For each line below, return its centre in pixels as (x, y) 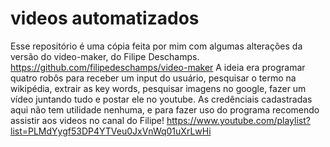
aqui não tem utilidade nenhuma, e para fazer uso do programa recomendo (165, 109)
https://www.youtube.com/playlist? (238, 120)
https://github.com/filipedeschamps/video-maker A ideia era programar (158, 67)
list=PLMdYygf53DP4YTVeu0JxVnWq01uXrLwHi (111, 131)
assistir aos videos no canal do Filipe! (87, 120)
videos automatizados (105, 18)
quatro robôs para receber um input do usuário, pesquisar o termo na (153, 78)
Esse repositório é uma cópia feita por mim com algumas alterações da (156, 46)
